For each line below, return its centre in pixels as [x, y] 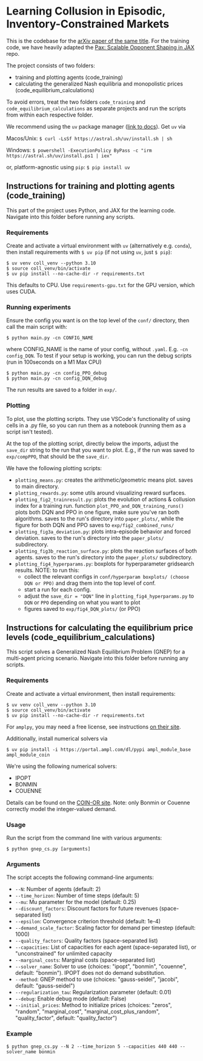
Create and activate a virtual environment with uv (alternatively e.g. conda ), [99, 246]
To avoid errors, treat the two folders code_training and [76, 102]
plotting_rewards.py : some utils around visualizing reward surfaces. [101, 493]
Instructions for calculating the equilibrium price [100, 628]
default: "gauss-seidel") [45, 986]
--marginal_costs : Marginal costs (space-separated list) [85, 960]
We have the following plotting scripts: [54, 468]
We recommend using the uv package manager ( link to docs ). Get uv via [96, 126]
